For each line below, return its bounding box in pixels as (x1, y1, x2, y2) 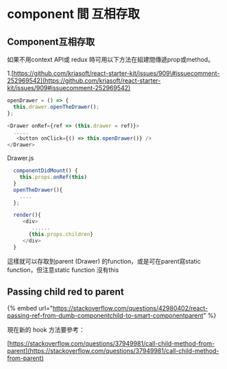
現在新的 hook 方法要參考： (7, 326, 85, 334)
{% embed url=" (7, 304, 53, 313)
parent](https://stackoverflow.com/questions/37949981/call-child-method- (7, 347, 219, 355)
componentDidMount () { (13, 167, 78, 174)
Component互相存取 (7, 36, 95, 48)
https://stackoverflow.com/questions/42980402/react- (52, 304, 208, 313)
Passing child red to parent (7, 286, 125, 298)
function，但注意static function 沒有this (7, 266, 119, 274)
